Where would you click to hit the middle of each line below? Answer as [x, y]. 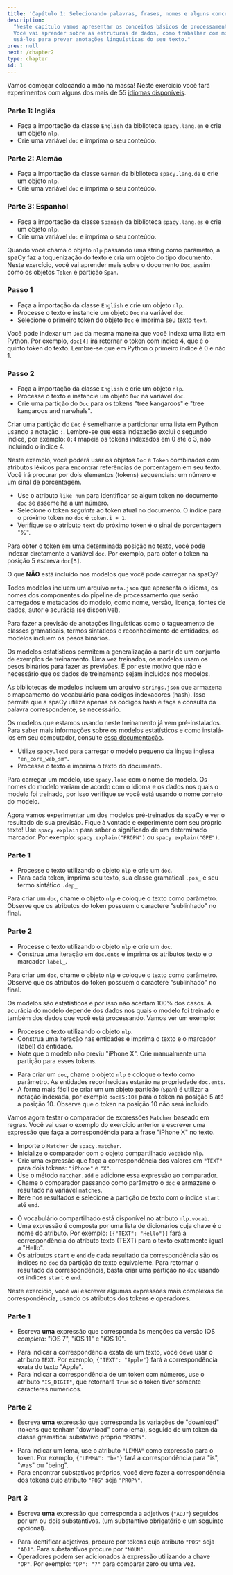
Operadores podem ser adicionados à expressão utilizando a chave [113, 1556]
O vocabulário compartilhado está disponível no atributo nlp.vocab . [113, 1218]
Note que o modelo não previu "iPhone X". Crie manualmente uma [112, 1053]
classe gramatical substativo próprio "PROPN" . [82, 1437]
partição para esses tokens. [57, 1060]
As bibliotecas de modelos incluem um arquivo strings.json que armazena [115, 687]
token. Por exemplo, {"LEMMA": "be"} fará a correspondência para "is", [118, 1458]
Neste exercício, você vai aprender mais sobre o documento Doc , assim [109, 264]
